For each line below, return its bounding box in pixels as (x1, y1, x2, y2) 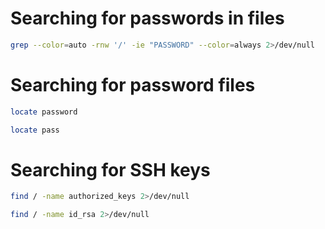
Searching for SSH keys (10, 158, 211, 181)
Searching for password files (10, 74, 256, 96)
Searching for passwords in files (10, 7, 285, 30)
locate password (10, 107, 78, 117)
